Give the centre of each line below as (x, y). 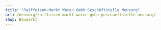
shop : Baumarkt (21, 19)
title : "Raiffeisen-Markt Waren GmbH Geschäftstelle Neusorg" (73, 10)
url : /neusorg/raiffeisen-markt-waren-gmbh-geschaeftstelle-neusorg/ (81, 15)
